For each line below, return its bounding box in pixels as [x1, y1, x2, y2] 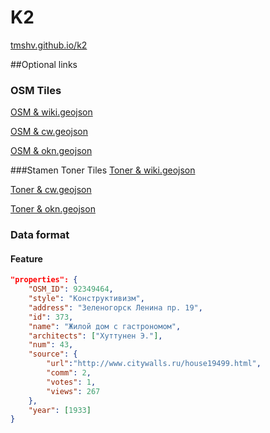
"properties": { [10, 275, 78, 285]
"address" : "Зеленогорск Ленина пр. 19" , [28, 302, 203, 313]
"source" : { [28, 349, 78, 360]
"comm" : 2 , [46, 368, 92, 378]
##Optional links [10, 58, 78, 70]
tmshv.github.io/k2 [10, 39, 88, 51]
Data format [10, 228, 70, 242]
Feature [10, 252, 43, 265]
